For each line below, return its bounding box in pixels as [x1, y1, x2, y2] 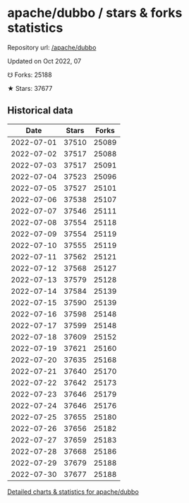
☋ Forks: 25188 [7, 70, 52, 79]
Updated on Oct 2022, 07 [7, 56, 82, 65]
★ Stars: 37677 [7, 84, 53, 92]
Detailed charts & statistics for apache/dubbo [7, 488, 139, 496]
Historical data [7, 104, 73, 117]
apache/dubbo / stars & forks [7, 5, 183, 21]
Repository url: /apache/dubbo [7, 43, 97, 51]
